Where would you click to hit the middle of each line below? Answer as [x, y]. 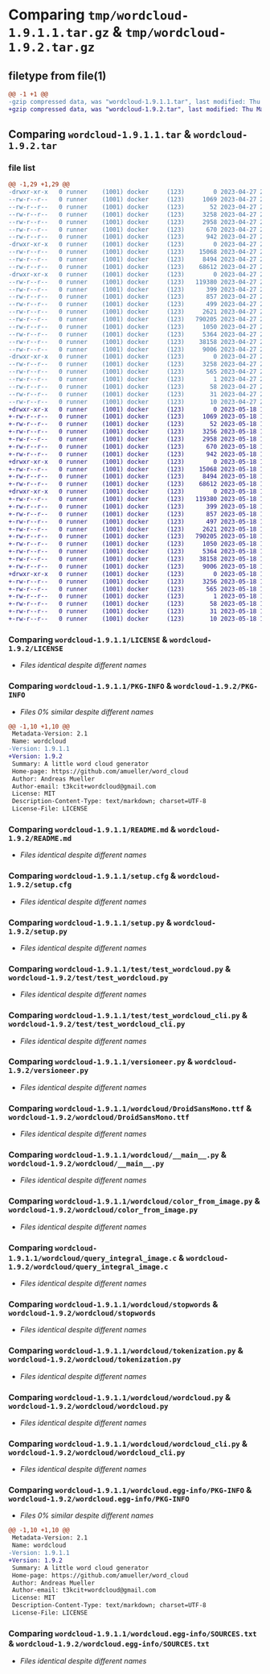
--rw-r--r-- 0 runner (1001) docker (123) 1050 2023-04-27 [133, 327]
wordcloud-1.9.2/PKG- [216, 687]
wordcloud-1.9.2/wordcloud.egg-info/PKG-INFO [99, 1499]
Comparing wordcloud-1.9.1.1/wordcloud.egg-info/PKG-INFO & [130, 1490]
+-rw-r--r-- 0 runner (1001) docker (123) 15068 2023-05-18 [133, 469]
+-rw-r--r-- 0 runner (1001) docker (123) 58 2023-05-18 [133, 604]
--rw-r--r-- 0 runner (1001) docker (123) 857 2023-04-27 [133, 297]
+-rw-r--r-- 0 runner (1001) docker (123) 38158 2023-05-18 [133, 559]
